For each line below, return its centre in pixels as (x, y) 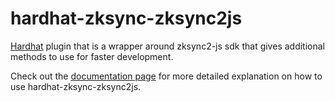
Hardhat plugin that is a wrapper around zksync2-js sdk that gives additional (167, 46)
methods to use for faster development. (92, 56)
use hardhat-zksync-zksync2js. (76, 86)
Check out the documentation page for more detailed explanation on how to (166, 76)
